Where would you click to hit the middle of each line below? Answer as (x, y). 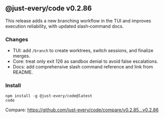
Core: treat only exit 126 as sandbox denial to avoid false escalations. (85, 61)
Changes (17, 39)
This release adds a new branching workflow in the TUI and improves (78, 20)
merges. (21, 56)
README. (23, 72)
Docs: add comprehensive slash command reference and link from (83, 67)
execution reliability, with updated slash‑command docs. (65, 26)
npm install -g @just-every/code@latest (49, 96)
